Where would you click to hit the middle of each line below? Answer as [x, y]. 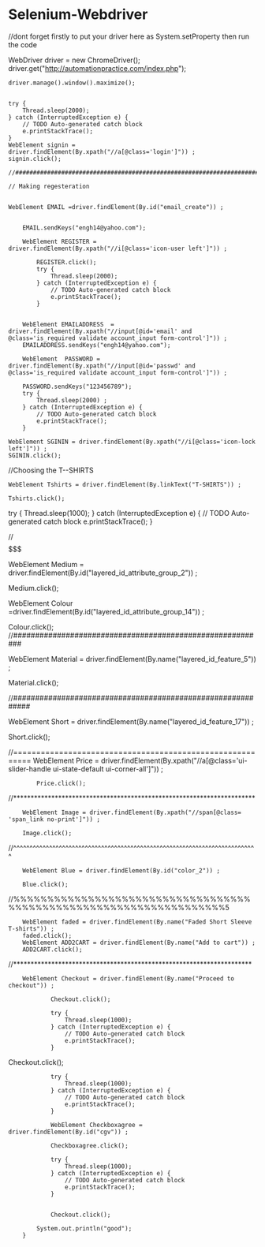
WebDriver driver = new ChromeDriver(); [74, 60]
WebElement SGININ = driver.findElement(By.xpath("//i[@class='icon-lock [132, 442]
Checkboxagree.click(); [89, 1145]
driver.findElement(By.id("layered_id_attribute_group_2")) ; [103, 573]
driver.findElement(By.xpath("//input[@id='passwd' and [102, 366]
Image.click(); [47, 833]
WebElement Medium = [46, 564]
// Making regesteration [49, 186]
